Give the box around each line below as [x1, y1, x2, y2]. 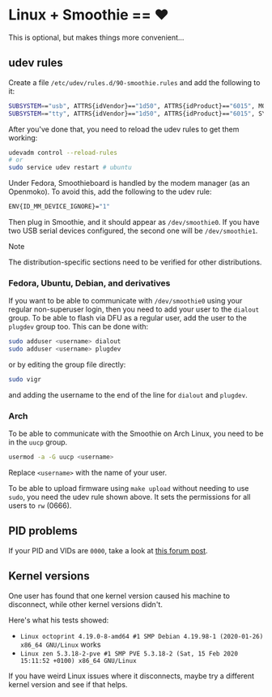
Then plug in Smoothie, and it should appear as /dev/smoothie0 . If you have [8, 217, 260, 226]
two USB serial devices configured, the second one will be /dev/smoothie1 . [8, 226, 258, 235]
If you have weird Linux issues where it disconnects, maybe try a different [8, 671, 255, 681]
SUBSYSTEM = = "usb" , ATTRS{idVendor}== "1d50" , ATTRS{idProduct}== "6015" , [8, 101, 255, 110]
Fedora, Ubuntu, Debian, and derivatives [8, 278, 171, 289]
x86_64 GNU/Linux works [19, 639, 101, 649]
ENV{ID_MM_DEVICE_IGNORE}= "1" [8, 203, 111, 211]
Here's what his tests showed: [8, 615, 109, 625]
